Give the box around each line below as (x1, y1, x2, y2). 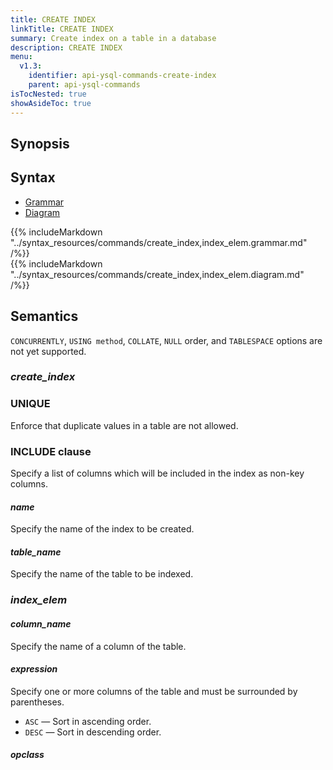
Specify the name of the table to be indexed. (10, 568, 194, 580)
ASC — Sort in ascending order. (24, 715, 152, 727)
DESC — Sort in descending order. (24, 726, 162, 738)
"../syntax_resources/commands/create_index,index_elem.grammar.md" (10, 236, 308, 248)
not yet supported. (10, 345, 87, 357)
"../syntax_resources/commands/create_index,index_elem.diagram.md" (10, 268, 305, 280)
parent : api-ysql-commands (28, 80, 141, 90)
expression (10, 663, 58, 675)
